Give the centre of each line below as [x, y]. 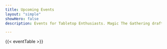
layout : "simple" [23, 14]
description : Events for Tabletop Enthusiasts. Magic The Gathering [78, 23]
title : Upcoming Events [30, 10]
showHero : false [22, 19]
